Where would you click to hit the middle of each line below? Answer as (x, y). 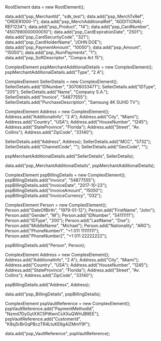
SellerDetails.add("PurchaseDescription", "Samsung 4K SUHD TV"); (73, 102)
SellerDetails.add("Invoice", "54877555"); (46, 97)
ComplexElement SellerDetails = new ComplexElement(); (61, 81)
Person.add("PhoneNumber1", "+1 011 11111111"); (52, 231)
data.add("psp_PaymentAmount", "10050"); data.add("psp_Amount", (73, 47)
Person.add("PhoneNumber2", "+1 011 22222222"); (56, 236)
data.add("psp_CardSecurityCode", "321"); (48, 37)
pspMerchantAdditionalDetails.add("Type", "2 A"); (55, 72)
